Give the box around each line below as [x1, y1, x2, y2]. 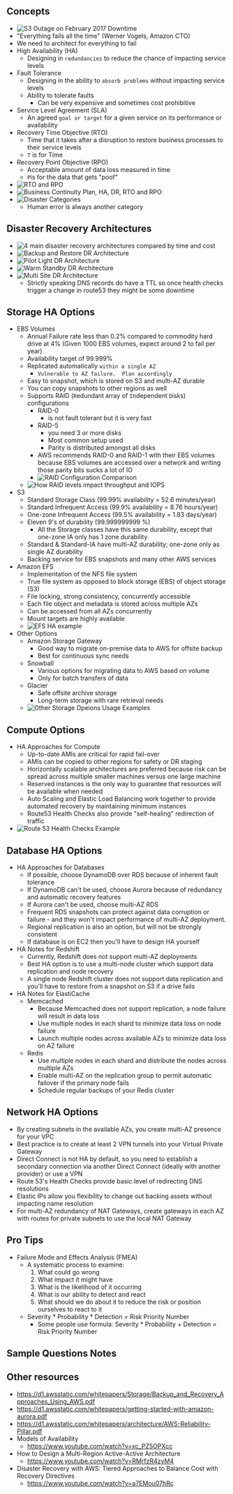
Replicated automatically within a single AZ [27, 362, 156, 370]
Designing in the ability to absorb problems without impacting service [27, 76, 225, 85]
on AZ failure [37, 1041, 75, 1050]
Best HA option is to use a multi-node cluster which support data [27, 960, 213, 968]
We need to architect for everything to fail [16, 38, 137, 48]
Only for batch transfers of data [37, 674, 128, 683]
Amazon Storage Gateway [27, 636, 103, 646]
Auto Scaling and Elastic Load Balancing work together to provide [27, 795, 216, 803]
